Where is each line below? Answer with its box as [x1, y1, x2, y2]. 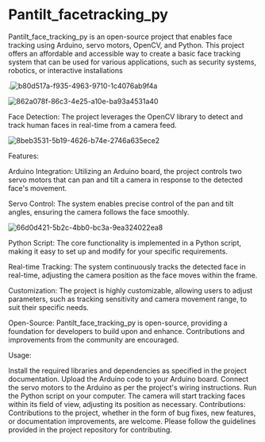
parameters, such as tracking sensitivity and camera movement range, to [8, 294, 248, 304]
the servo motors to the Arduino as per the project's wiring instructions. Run [8, 382, 257, 392]
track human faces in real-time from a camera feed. [8, 120, 177, 130]
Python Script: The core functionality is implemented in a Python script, [8, 238, 242, 247]
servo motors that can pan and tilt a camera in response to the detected [8, 175, 244, 184]
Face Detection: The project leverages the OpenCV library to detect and [8, 111, 244, 121]
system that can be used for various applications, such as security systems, [8, 57, 256, 67]
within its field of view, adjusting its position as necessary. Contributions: [8, 399, 246, 409]
